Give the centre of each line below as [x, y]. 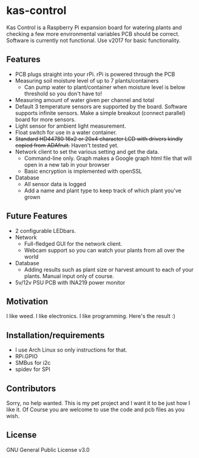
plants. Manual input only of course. [69, 276]
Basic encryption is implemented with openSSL [83, 171]
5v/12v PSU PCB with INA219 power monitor [70, 282]
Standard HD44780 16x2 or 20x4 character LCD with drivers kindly [99, 139]
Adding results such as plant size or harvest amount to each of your [109, 269]
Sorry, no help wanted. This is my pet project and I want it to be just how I [98, 403]
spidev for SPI [32, 369]
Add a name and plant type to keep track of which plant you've [103, 190]
